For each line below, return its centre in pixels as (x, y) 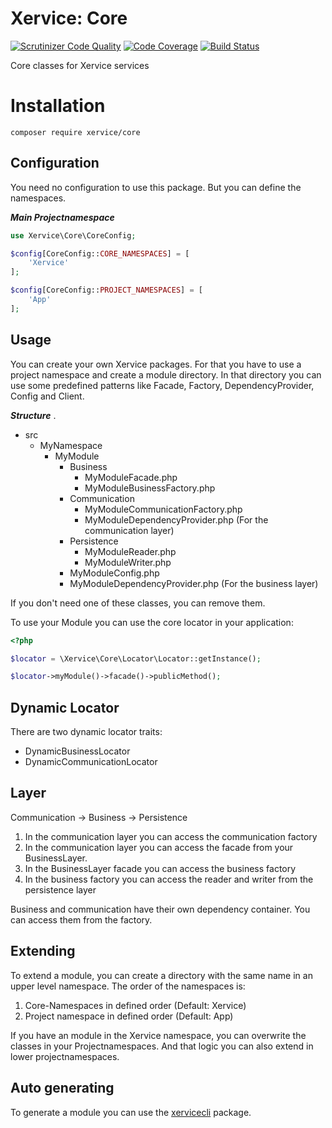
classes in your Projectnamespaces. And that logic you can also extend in (162, 1046)
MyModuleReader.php (130, 551)
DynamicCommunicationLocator (91, 762)
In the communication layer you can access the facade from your (159, 847)
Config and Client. (47, 396)
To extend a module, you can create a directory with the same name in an (161, 975)
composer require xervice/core (75, 132)
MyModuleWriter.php (128, 562)
